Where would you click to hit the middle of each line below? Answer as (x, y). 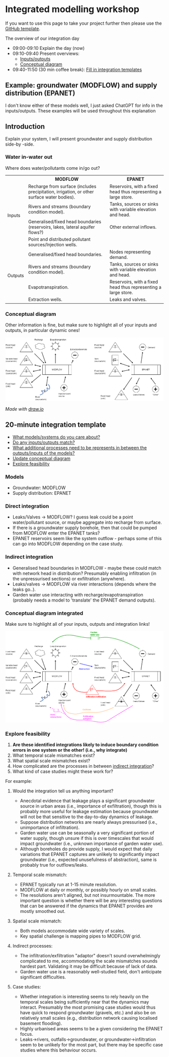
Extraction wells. (45, 300)
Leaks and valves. (128, 300)
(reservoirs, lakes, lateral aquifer (62, 227)
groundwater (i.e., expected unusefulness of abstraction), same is (88, 860)
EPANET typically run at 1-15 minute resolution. (68, 885)
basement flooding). (41, 1023)
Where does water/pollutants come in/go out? (53, 168)
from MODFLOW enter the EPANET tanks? (56, 533)
